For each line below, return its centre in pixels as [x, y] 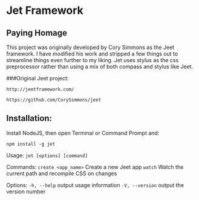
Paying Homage [37, 33]
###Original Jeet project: [38, 78]
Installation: [29, 118]
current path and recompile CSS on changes [62, 173]
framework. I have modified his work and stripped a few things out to [92, 54]
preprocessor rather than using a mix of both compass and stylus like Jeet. [100, 66]
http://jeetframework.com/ [40, 89]
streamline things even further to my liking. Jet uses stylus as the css [93, 60]
